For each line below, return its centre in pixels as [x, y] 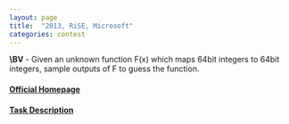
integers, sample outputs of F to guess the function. [104, 69]
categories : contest [48, 34]
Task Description [41, 110]
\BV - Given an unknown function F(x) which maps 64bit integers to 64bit [144, 60]
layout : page [33, 17]
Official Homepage [45, 89]
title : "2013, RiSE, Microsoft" [71, 26]
